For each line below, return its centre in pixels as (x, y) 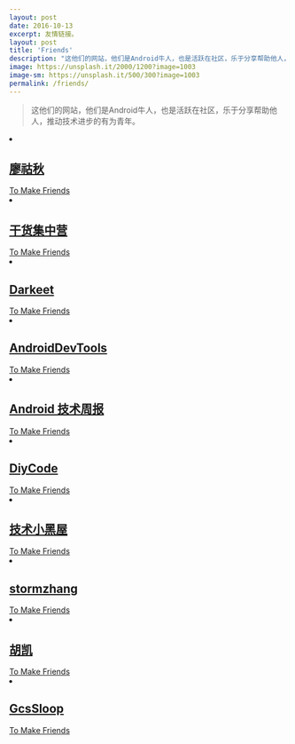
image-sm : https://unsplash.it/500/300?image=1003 (105, 75)
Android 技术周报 (57, 409)
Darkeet (32, 289)
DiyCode (34, 468)
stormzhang (43, 588)
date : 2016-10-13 (41, 26)
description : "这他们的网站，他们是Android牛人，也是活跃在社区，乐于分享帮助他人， (150, 59)
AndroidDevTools (58, 348)
